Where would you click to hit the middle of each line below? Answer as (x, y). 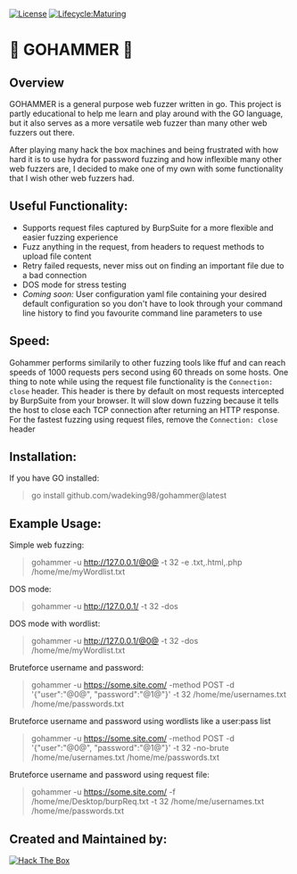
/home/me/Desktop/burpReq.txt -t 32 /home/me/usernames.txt (148, 802)
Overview (37, 82)
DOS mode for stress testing (74, 284)
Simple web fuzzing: (47, 545)
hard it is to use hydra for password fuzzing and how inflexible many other (146, 159)
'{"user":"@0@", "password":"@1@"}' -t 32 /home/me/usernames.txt (159, 695)
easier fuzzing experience (70, 237)
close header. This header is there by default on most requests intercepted (147, 391)
